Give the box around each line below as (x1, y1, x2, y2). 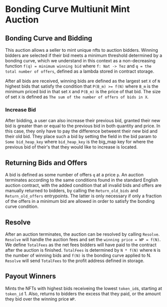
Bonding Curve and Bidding (5, 34, 92, 42)
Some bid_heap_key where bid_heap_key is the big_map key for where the (5, 139, 154, 145)
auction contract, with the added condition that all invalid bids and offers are (5, 182, 162, 188)
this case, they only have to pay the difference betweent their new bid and (5, 128, 158, 134)
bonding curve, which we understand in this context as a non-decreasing (5, 58, 156, 63)
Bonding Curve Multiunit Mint (5, 3, 130, 15)
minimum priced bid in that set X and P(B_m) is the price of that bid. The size (5, 89, 161, 94)
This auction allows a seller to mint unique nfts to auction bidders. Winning (5, 47, 159, 53)
